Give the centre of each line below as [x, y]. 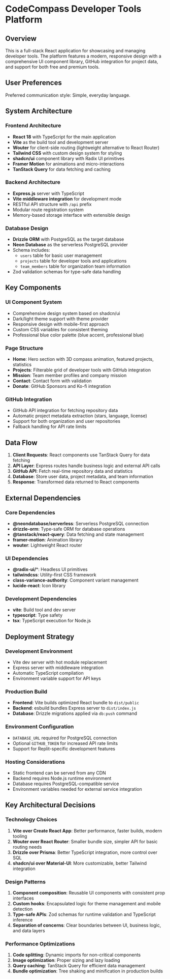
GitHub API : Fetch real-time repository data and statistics [73, 471]
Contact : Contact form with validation [52, 381]
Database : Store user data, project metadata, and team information [83, 477]
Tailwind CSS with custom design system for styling [67, 153]
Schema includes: [31, 250]
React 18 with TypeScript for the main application [64, 137]
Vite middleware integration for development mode [67, 198]
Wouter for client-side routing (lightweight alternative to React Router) [86, 148]
